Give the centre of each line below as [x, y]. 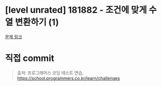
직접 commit [30, 58]
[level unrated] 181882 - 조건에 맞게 [76, 10]
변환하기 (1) [37, 22]
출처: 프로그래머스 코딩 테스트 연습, [50, 73]
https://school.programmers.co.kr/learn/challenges [69, 78]
